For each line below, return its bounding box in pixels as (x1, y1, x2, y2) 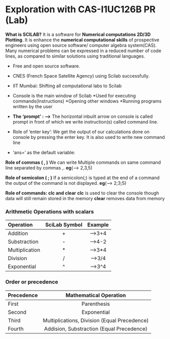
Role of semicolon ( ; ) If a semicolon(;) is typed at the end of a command (5, 175, 160, 181)
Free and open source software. (12, 63, 80, 69)
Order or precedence (5, 278, 59, 285)
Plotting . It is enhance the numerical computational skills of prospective (5, 37, 160, 43)
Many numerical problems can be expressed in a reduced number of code (5, 47, 162, 54)
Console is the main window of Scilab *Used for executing (12, 92, 136, 99)
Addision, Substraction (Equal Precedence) (44, 325, 148, 332)
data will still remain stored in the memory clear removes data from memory (5, 195, 165, 201)
